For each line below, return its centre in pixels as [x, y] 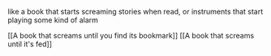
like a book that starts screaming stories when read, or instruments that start [135, 12]
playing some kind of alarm [53, 20]
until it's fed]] [30, 44]
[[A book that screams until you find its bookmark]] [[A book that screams [131, 36]
